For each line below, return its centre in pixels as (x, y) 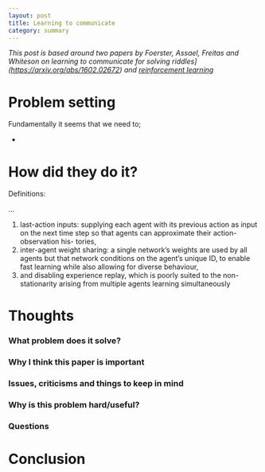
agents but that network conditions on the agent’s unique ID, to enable (135, 259)
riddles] (185, 61)
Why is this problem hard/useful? (74, 405)
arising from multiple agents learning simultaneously (144, 284)
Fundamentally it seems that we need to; (75, 124)
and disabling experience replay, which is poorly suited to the (120, 275)
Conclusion (47, 459)
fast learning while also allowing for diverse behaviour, (109, 267)
